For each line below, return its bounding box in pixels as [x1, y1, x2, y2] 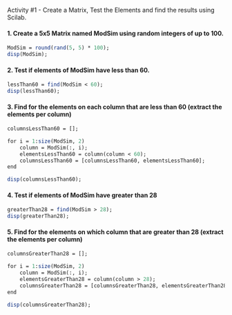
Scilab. [7, 13, 27, 21]
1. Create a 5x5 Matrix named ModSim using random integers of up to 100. [7, 29, 224, 37]
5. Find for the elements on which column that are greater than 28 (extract [7, 228, 224, 236]
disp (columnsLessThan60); [7, 176, 81, 183]
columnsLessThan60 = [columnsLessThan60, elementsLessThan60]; [19, 157, 206, 164]
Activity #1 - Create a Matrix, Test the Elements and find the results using [7, 6, 215, 14]
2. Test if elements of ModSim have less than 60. [7, 66, 150, 74]
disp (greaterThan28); [7, 213, 70, 220]
